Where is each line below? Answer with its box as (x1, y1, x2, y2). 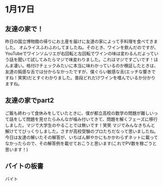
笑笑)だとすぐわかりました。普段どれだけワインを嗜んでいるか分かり (18, 75, 156, 80)
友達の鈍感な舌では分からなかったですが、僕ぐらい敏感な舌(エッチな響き (5, 69, 152, 75)
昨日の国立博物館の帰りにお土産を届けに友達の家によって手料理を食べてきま (5, 39, 158, 44)
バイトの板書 (5, 162, 44, 170)
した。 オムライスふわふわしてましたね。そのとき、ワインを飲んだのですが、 (5, 45, 159, 50)
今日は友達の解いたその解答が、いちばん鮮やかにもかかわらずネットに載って (5, 134, 158, 140)
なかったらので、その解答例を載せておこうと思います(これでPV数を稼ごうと (5, 140, 157, 146)
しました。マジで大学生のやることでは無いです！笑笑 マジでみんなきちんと (5, 122, 156, 128)
